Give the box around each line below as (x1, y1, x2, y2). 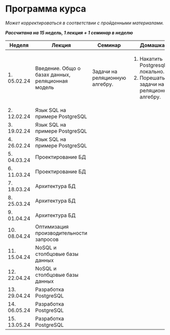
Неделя (9, 42, 29, 49)
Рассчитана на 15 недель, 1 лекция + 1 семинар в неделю (5, 29, 133, 35)
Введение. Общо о (35, 64, 81, 71)
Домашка (140, 42, 165, 49)
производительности (35, 229, 88, 236)
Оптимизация (35, 223, 69, 230)
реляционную (92, 74, 126, 81)
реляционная (35, 77, 68, 84)
